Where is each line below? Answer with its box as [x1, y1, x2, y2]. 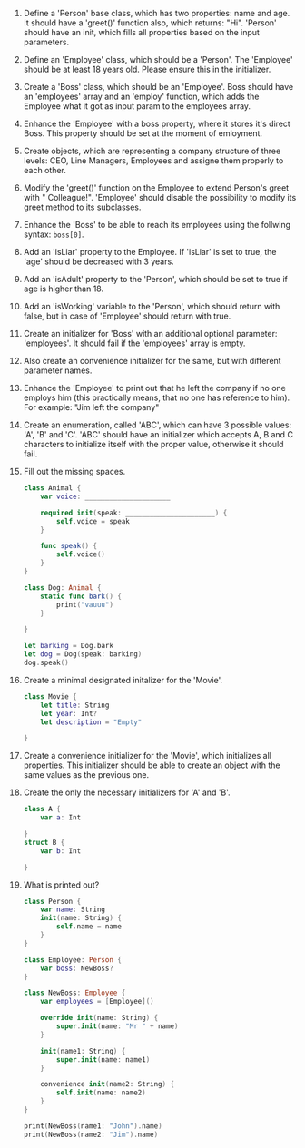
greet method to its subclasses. [23, 201, 142, 212]
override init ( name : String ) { [40, 1014, 159, 1023]
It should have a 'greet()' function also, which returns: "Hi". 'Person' [23, 17, 278, 28]
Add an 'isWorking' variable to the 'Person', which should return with [23, 301, 280, 311]
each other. [23, 165, 67, 175]
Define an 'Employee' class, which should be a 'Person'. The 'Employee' [23, 54, 293, 64]
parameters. [23, 36, 70, 47]
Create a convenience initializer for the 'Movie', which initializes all [23, 751, 271, 761]
